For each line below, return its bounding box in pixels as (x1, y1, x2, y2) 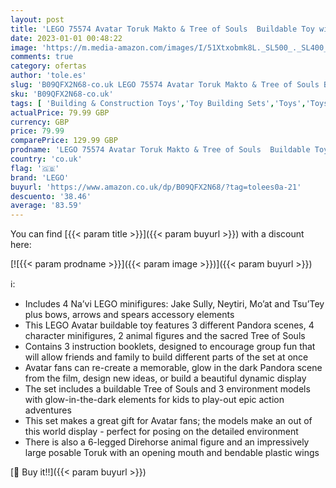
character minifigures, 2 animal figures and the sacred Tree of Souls (24, 330, 306, 342)
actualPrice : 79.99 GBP (10, 107, 110, 118)
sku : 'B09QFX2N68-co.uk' (10, 89, 114, 99)
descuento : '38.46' (10, 191, 92, 201)
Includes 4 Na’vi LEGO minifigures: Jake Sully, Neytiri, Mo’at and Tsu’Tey (24, 298, 325, 310)
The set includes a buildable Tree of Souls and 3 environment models (24, 383, 311, 395)
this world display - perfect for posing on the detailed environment (24, 426, 299, 438)
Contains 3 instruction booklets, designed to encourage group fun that (24, 341, 316, 353)
